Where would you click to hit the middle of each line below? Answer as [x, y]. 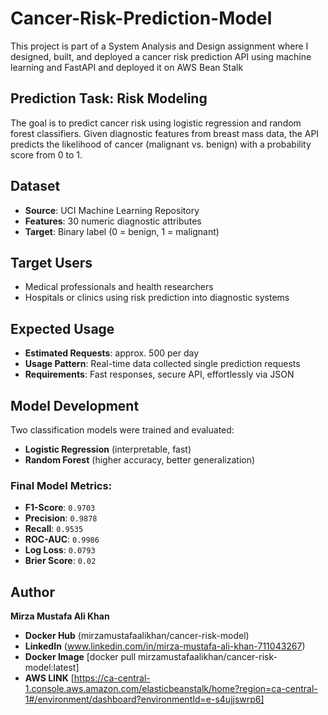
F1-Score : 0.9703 [60, 508]
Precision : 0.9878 [61, 518]
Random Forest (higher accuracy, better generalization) [140, 460]
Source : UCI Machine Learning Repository [112, 210]
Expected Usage [62, 328]
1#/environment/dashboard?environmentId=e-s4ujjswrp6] [144, 699]
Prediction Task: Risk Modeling [109, 98]
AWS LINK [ [49, 678]
